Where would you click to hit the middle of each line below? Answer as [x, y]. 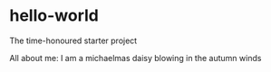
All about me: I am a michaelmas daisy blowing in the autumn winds [135, 58]
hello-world [54, 16]
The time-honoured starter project [73, 40]
